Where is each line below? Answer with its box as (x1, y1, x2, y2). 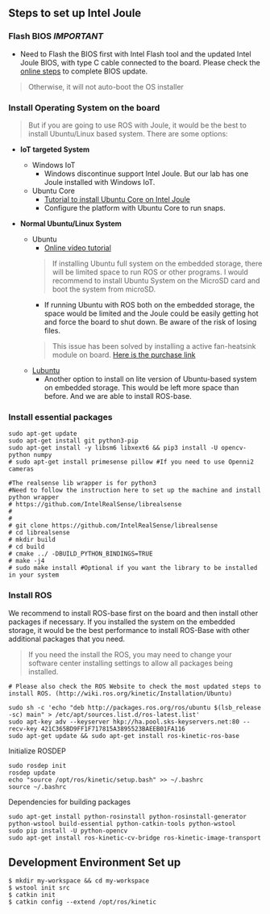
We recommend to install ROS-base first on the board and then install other (8, 608, 259, 618)
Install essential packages (8, 411, 113, 422)
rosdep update (8, 769, 56, 777)
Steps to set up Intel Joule (8, 6, 142, 20)
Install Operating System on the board (8, 102, 160, 113)
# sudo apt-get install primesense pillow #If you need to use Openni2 (8, 458, 254, 467)
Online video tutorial (44, 242, 111, 253)
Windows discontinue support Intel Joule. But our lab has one (44, 169, 249, 178)
